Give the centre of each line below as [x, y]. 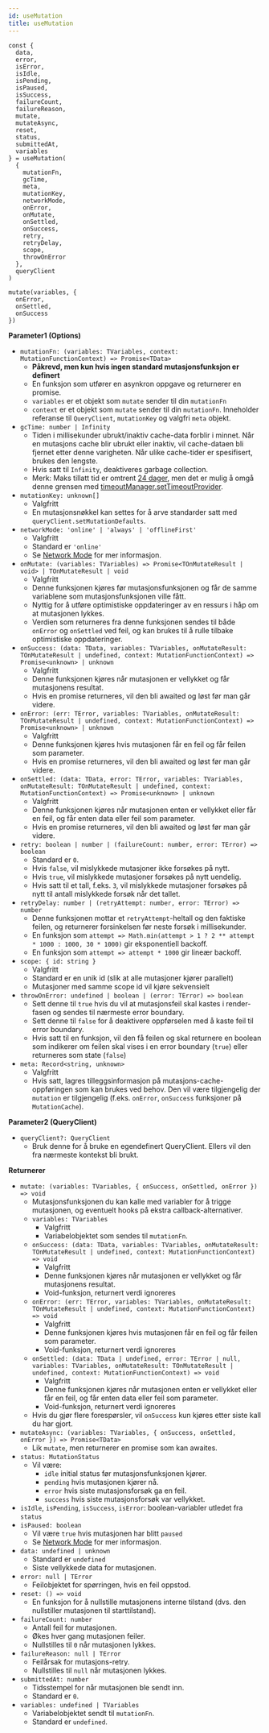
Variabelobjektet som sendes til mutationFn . [116, 1235]
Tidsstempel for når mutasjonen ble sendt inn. [108, 1687]
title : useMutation [41, 23]
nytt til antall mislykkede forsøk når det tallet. [106, 893]
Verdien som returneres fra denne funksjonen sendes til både [133, 622]
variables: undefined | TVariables [79, 1705]
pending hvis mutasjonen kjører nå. [101, 1482]
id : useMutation [35, 16]
